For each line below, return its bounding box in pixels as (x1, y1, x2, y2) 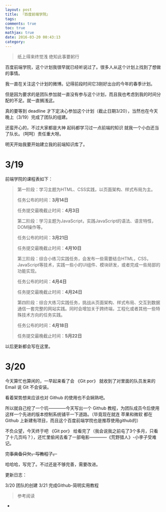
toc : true (5, 26, 26, 31)
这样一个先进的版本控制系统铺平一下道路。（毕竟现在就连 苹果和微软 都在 (5, 411, 153, 417)
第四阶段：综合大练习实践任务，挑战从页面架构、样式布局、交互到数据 (17, 299, 161, 305)
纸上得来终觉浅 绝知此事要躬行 (17, 53, 80, 59)
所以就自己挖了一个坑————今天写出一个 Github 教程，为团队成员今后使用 (5, 405, 160, 411)
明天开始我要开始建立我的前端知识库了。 (5, 141, 87, 147)
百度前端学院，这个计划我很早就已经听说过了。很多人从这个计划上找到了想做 (5, 64, 161, 70)
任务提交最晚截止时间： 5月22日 (17, 333, 83, 339)
